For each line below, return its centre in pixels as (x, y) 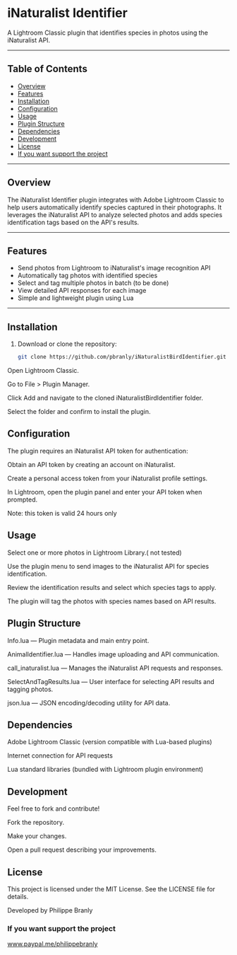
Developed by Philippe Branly (50, 910)
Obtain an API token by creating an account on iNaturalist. (91, 464)
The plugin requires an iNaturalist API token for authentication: (98, 451)
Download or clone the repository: (67, 344)
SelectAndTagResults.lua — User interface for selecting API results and (111, 681)
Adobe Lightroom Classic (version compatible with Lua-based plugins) (110, 742)
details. (18, 896)
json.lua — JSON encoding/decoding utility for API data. (89, 702)
